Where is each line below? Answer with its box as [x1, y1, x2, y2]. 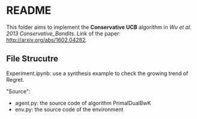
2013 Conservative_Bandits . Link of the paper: [6, 29, 121, 37]
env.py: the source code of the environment [14, 106, 124, 113]
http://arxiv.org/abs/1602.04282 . [6, 36, 87, 43]
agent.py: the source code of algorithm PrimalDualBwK [14, 99, 151, 106]
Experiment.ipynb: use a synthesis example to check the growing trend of [6, 70, 189, 77]
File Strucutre [6, 53, 58, 64]
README [6, 4, 52, 17]
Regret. [6, 76, 25, 83]
